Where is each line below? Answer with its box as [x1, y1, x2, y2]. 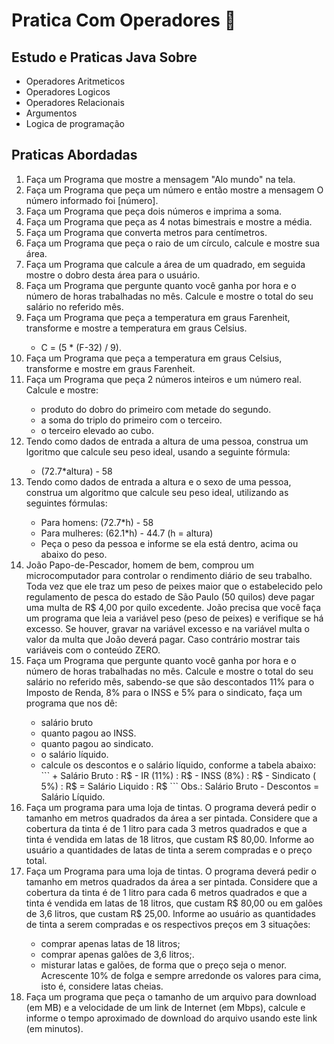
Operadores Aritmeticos [25, 75, 126, 87]
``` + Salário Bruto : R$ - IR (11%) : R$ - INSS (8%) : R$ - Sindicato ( [40, 769, 317, 781]
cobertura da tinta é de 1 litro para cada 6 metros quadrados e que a [25, 886, 308, 898]
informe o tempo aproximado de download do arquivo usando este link [25, 1012, 318, 1024]
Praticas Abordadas [11, 147, 138, 164]
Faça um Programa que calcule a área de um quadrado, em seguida [25, 258, 306, 270]
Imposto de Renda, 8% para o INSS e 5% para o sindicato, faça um [25, 686, 303, 698]
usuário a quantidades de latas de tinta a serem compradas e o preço [25, 844, 313, 856]
